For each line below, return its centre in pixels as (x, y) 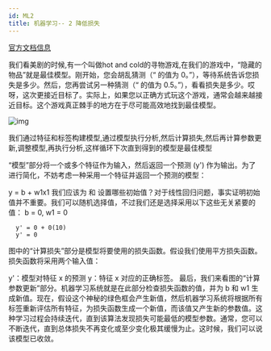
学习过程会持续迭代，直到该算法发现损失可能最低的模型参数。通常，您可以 (139, 318)
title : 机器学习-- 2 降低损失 (54, 23)
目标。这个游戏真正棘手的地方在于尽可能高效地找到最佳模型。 (117, 105)
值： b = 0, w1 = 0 (38, 212)
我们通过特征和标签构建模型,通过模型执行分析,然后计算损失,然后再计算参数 (132, 137)
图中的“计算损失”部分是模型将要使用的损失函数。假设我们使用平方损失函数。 (135, 250)
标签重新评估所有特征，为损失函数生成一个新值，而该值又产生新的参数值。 (132, 308)
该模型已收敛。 (33, 338)
